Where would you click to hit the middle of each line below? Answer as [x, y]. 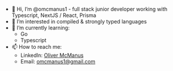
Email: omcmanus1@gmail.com [58, 61]
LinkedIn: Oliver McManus [52, 55]
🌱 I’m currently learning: [40, 28]
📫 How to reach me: [37, 47]
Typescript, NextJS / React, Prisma [54, 15]
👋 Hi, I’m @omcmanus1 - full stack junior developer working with [89, 9]
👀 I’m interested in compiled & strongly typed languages [79, 21]
